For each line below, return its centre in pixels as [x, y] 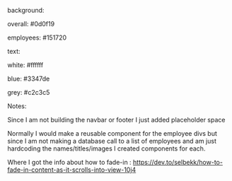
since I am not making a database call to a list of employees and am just [112, 141]
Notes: [17, 106]
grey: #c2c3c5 [29, 92]
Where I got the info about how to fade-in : [70, 162]
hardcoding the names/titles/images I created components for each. [106, 148]
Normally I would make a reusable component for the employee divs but [112, 133]
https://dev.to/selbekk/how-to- [178, 162]
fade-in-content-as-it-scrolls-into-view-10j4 [72, 170]
